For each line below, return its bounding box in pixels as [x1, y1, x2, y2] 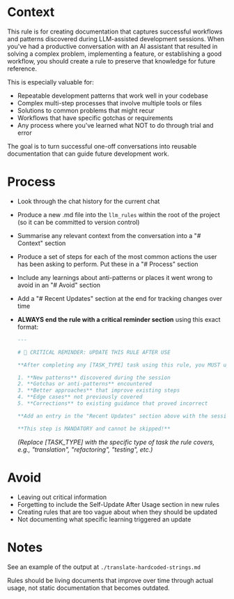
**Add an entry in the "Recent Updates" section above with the [17, 413, 208, 420]
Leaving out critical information [17, 493, 107, 501]
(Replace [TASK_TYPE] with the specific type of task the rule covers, [17, 438, 214, 446]
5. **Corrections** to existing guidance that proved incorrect [17, 400, 208, 407]
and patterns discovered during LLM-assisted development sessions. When [7, 34, 225, 43]
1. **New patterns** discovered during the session [17, 374, 171, 381]
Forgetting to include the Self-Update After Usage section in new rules [17, 500, 219, 508]
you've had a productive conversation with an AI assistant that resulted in [7, 42, 218, 50]
